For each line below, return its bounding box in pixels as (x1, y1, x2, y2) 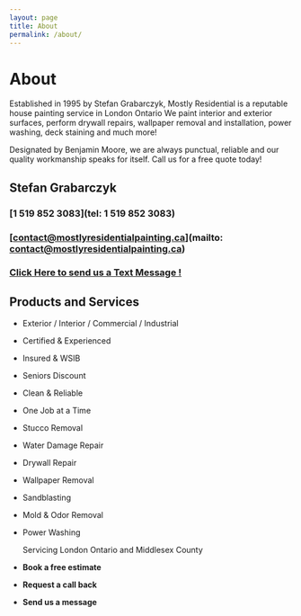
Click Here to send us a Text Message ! (9, 266, 182, 279)
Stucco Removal (22, 423, 84, 433)
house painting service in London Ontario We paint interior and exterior (9, 108, 272, 119)
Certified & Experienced (22, 335, 111, 346)
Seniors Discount (22, 370, 87, 381)
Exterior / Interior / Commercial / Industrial (22, 318, 179, 329)
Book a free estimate (22, 562, 102, 573)
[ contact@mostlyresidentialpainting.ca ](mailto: (9, 231, 224, 244)
